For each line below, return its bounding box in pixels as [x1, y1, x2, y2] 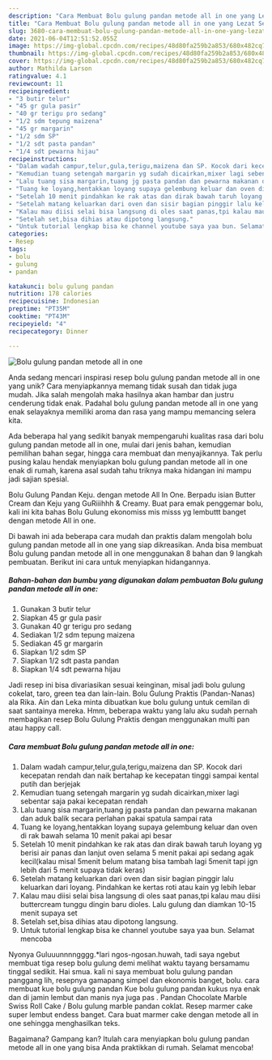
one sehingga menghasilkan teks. [8, 1019, 121, 1028]
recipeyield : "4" [8, 320, 67, 328]
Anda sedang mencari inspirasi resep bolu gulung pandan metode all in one [8, 372, 261, 382]
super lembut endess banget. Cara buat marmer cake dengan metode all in [8, 1010, 259, 1020]
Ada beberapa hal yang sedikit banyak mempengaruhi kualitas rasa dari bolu [8, 430, 264, 441]
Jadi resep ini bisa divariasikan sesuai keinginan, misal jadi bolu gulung [8, 681, 245, 690]
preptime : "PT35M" [8, 305, 70, 313]
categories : [8, 230, 49, 239]
